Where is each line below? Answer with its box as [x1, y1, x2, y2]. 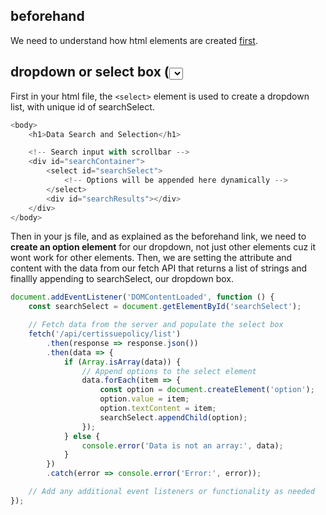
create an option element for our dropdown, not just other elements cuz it [10, 241, 317, 253]
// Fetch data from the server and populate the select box [28, 320, 284, 330]
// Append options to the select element [81, 366, 257, 376]
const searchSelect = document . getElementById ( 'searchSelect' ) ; [28, 302, 302, 312]
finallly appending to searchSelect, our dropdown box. [10, 273, 234, 285]
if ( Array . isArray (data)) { [63, 357, 182, 367]
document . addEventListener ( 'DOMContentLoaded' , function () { [10, 292, 275, 303]
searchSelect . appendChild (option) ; [99, 412, 248, 423]
